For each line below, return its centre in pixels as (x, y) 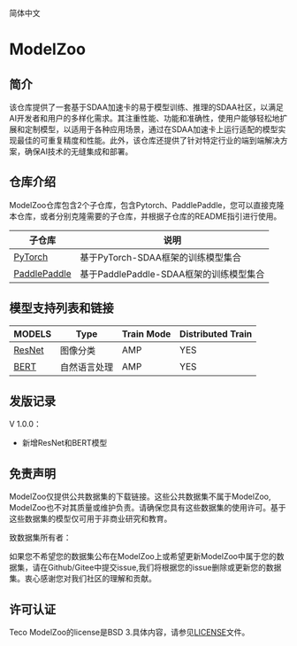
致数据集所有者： (40, 538)
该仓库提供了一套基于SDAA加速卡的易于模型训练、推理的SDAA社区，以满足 (147, 107)
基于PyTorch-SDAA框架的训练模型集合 (160, 257)
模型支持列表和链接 (61, 308)
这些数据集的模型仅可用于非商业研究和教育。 (91, 519)
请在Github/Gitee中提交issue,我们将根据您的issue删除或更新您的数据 (157, 568)
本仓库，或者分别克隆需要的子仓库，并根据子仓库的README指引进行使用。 (145, 216)
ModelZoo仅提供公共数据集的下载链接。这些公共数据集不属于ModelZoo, (140, 497)
